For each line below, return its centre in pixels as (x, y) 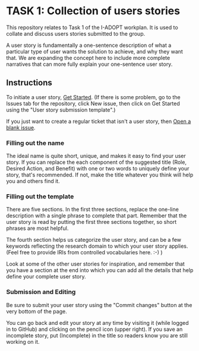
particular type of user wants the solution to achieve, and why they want (94, 51)
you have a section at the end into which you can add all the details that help (100, 270)
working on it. (23, 341)
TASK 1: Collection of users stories (93, 11)
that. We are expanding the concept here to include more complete (88, 58)
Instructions (29, 83)
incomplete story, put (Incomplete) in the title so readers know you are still (97, 335)
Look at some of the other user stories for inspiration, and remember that (96, 264)
